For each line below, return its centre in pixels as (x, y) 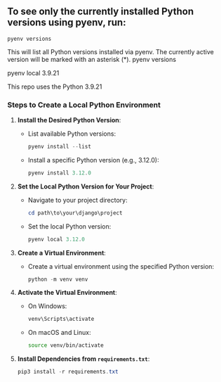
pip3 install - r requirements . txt (68, 372)
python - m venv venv (58, 279)
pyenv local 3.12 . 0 (56, 239)
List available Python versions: (72, 134)
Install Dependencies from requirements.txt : (83, 359)
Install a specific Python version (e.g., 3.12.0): (93, 160)
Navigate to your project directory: (78, 200)
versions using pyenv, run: (67, 23)
